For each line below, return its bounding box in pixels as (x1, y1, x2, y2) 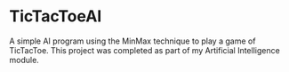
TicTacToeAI (9, 6, 102, 27)
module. (9, 54, 40, 65)
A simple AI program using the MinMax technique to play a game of (9, 36, 256, 46)
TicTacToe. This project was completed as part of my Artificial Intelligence (9, 44, 280, 55)
